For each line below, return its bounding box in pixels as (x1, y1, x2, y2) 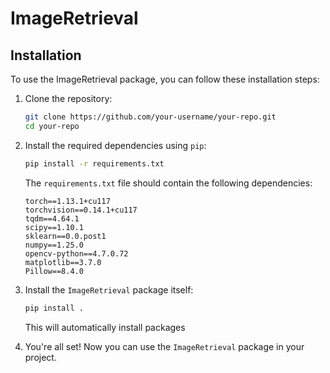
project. (24, 351, 57, 363)
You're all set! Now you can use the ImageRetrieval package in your (24, 340, 305, 352)
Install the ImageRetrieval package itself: (24, 283, 194, 296)
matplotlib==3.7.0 (24, 257, 102, 267)
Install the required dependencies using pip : (24, 139, 207, 151)
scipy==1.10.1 (24, 222, 84, 232)
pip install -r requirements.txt (24, 158, 165, 169)
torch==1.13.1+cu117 (24, 196, 111, 206)
